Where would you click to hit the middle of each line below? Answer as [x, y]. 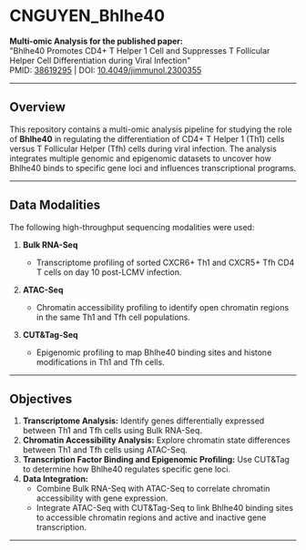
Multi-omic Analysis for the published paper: [97, 41]
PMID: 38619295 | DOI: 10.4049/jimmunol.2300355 [106, 70]
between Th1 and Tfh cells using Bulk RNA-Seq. [112, 431]
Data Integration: [56, 479]
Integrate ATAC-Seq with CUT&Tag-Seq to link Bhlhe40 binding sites [165, 508]
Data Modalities [55, 205]
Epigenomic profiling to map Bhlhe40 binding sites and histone [154, 352]
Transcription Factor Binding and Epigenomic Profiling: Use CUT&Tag [156, 460]
